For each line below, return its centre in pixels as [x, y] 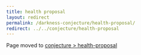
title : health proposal [36, 12]
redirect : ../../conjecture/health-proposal [63, 28]
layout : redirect [28, 17]
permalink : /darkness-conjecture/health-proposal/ [71, 23]
